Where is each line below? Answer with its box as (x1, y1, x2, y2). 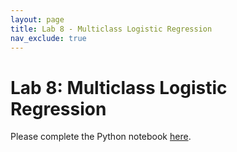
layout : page (10, 14, 65, 25)
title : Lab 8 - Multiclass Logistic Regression (10, 24, 213, 34)
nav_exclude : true (10, 33, 87, 43)
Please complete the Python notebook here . (10, 131, 192, 143)
